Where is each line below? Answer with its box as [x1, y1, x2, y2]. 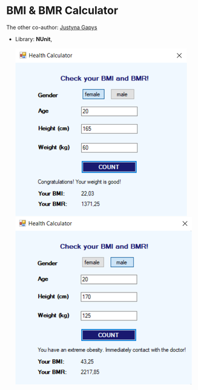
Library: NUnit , [15, 35, 53, 42]
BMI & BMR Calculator [6, 4, 119, 18]
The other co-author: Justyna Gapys [6, 24, 97, 31]
